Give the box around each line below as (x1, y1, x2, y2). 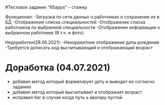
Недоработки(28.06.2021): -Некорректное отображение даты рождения (5, 39, 160, 45)
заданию (12, 84, 31, 90)
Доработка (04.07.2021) (5, 62, 111, 74)
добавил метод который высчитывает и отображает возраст (12, 89, 142, 95)
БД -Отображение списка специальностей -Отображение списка (5, 19, 146, 25)
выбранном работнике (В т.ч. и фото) (5, 30, 84, 35)
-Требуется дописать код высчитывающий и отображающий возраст (5, 45, 153, 50)
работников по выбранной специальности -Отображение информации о (5, 24, 161, 30)
